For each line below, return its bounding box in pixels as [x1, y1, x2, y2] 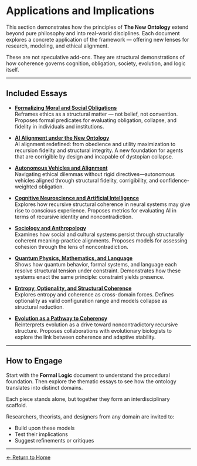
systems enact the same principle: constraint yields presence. [14, 273, 165, 280]
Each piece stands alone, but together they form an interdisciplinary [6, 395, 170, 403]
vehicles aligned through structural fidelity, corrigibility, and [14, 177, 158, 184]
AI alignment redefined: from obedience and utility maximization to [14, 140, 176, 147]
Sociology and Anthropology [14, 224, 87, 231]
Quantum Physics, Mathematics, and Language [14, 254, 133, 262]
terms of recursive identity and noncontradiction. [14, 213, 133, 220]
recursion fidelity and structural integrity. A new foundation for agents [14, 147, 184, 154]
